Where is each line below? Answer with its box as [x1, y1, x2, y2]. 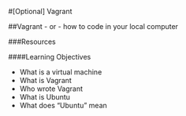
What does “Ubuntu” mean [19, 101, 108, 110]
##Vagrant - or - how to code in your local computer [8, 22, 179, 31]
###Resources [8, 37, 57, 46]
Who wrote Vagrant [19, 84, 84, 93]
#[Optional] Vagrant [8, 7, 73, 16]
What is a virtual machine [19, 67, 102, 77]
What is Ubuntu [19, 92, 71, 101]
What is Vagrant [19, 76, 73, 85]
